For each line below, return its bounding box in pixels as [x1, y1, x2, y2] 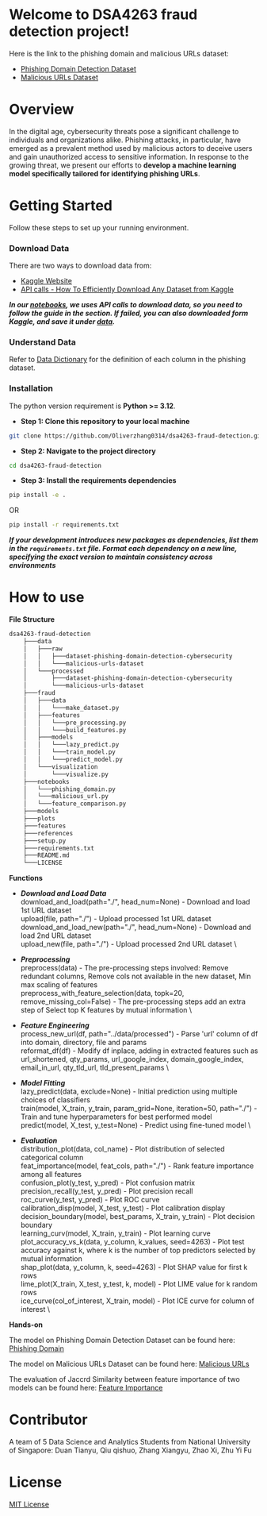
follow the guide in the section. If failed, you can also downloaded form [9, 308, 249, 318]
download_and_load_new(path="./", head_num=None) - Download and [20, 923, 252, 932]
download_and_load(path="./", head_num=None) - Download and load [20, 897, 250, 907]
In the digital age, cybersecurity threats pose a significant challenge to [9, 126, 239, 136]
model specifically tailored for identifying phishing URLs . [9, 168, 200, 178]
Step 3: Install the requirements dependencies [20, 476, 177, 485]
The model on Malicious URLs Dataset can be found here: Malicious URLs [9, 1360, 250, 1369]
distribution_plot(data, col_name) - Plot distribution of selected [20, 1144, 225, 1154]
